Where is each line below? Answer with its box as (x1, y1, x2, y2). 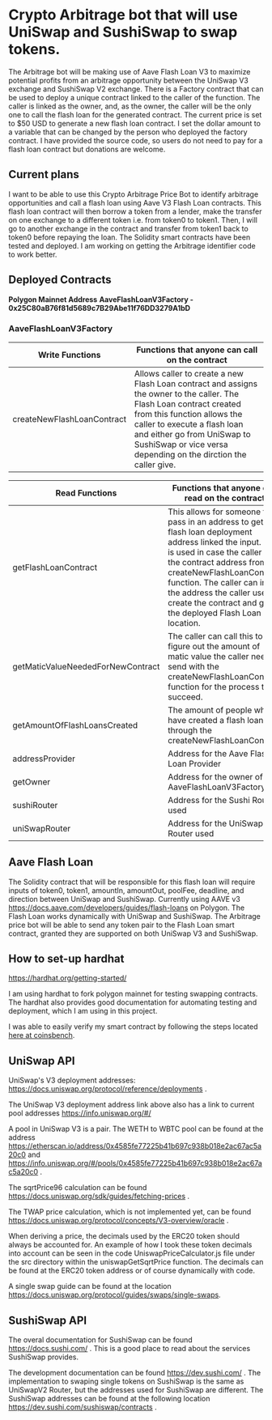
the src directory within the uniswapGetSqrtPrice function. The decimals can (8, 1257, 264, 1267)
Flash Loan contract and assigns (134, 378, 257, 389)
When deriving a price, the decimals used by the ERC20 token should (8, 1231, 240, 1241)
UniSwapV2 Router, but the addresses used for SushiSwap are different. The (8, 1385, 264, 1395)
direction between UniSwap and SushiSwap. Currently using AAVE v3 (8, 894, 240, 903)
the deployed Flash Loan (167, 607, 261, 619)
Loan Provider (167, 758, 221, 769)
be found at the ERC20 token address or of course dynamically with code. (8, 1265, 255, 1276)
